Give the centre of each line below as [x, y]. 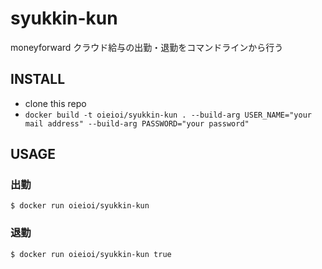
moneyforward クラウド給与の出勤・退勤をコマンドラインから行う [147, 47]
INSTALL [38, 79]
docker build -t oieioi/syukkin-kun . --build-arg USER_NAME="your [168, 115]
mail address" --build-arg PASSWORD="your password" [137, 123]
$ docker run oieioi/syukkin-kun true [91, 254]
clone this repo [55, 103]
